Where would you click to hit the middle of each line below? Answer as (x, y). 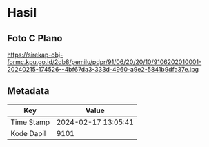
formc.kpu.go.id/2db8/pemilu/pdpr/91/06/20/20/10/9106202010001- (104, 62)
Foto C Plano (35, 38)
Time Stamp (30, 122)
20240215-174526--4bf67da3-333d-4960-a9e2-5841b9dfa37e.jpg (103, 69)
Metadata (28, 91)
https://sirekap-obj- (35, 55)
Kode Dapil (28, 133)
